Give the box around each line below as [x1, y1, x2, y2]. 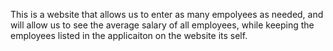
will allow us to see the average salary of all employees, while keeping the [10, 19, 315, 31]
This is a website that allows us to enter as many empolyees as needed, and [10, 9, 324, 20]
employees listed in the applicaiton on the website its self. [10, 30, 248, 41]
